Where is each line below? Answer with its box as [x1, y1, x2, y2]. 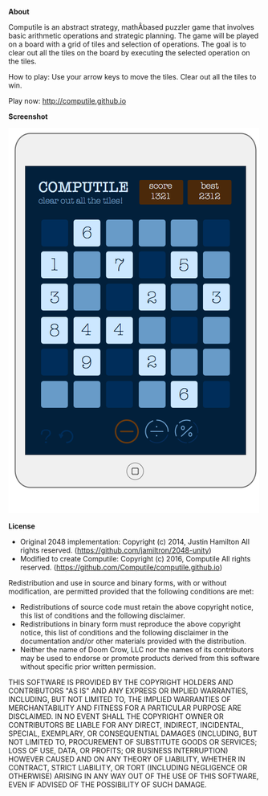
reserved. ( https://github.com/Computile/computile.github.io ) [19, 562, 223, 572]
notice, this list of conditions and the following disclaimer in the [19, 628, 229, 637]
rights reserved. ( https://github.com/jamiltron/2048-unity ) [19, 545, 212, 555]
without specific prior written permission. [19, 662, 156, 671]
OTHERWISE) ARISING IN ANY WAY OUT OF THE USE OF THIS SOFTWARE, [8, 771, 259, 781]
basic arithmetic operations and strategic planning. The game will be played [8, 31, 259, 40]
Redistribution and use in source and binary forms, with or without [8, 578, 227, 587]
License [8, 521, 36, 531]
